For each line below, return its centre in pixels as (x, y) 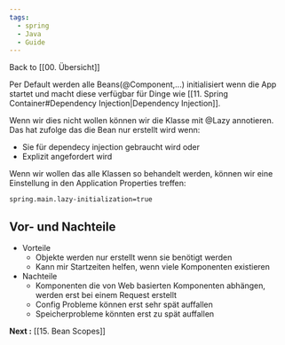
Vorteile (36, 248)
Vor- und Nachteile (63, 227)
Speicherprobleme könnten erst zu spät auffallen (125, 314)
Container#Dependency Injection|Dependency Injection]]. (115, 104)
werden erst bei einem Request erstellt (106, 295)
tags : (19, 17)
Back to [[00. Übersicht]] (55, 67)
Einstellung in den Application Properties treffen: (98, 184)
